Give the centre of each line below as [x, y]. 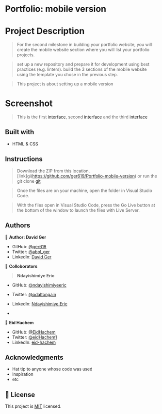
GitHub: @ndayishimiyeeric [39, 285]
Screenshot [29, 103]
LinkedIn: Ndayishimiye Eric [40, 303]
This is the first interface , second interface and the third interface [82, 117]
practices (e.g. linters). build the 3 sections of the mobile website [82, 69]
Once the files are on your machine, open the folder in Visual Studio [85, 191]
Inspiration [23, 374]
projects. [26, 55]
